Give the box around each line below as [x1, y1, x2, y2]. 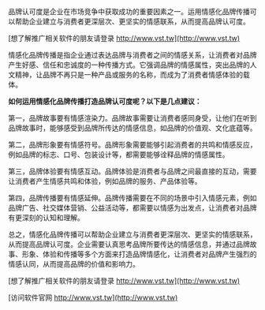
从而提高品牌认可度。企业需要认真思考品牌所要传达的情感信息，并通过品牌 [8, 240, 250, 248]
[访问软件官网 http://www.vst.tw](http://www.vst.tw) [8, 293, 178, 302]
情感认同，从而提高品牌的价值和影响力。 [8, 260, 140, 268]
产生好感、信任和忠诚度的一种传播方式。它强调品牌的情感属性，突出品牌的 [8, 60, 250, 69]
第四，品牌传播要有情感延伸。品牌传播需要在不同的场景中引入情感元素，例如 [8, 193, 257, 203]
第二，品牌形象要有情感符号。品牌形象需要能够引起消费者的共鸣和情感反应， [8, 140, 257, 149]
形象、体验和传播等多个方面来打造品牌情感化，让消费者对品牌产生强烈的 [21, 249, 257, 259]
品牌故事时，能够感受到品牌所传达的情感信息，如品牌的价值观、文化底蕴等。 [8, 123, 257, 133]
